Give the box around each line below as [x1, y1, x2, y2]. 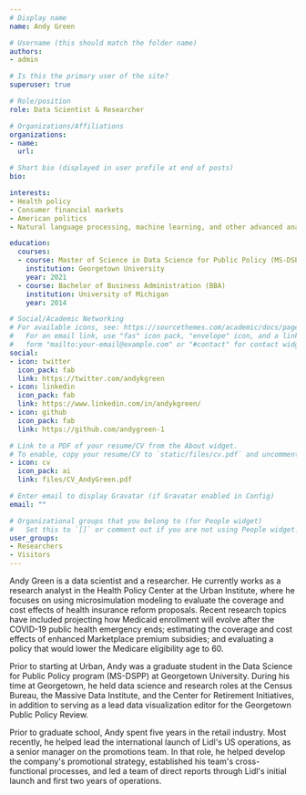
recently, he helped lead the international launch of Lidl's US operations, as [9, 737, 291, 748]
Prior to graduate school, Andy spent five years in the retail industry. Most [9, 727, 287, 738]
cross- [235, 756, 260, 767]
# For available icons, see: [9, 323, 120, 333]
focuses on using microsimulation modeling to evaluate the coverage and [9, 594, 284, 605]
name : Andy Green [9, 22, 76, 31]
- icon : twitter [9, 356, 71, 366]
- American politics [9, 213, 88, 223]
